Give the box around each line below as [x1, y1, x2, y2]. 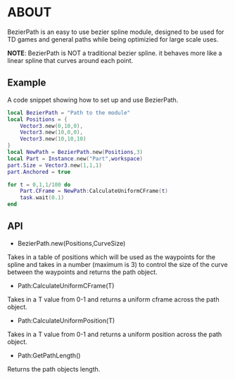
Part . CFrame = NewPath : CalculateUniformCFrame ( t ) [20, 188, 169, 195]
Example [7, 77, 46, 89]
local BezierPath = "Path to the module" [7, 109, 131, 117]
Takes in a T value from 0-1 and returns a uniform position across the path [7, 330, 222, 338]
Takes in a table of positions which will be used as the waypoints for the [7, 252, 216, 261]
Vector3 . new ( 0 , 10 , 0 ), [20, 122, 83, 129]
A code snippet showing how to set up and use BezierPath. [7, 95, 179, 104]
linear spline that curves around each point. [7, 56, 134, 64]
